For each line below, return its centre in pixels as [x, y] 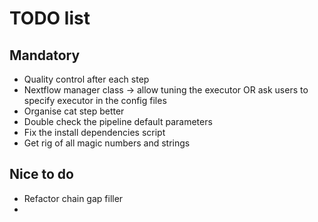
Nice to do [41, 174]
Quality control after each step [86, 79]
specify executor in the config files [95, 100]
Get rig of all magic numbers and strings [107, 143]
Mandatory [45, 55]
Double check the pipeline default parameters [118, 121]
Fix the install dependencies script [94, 132]
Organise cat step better [74, 111]
